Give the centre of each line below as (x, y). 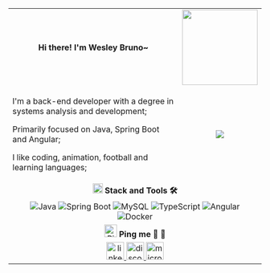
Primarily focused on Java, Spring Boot (86, 129)
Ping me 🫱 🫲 (143, 234)
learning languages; (49, 167)
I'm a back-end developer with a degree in (93, 101)
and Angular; (37, 139)
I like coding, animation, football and (80, 157)
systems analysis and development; (80, 111)
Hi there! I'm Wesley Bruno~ (93, 47)
